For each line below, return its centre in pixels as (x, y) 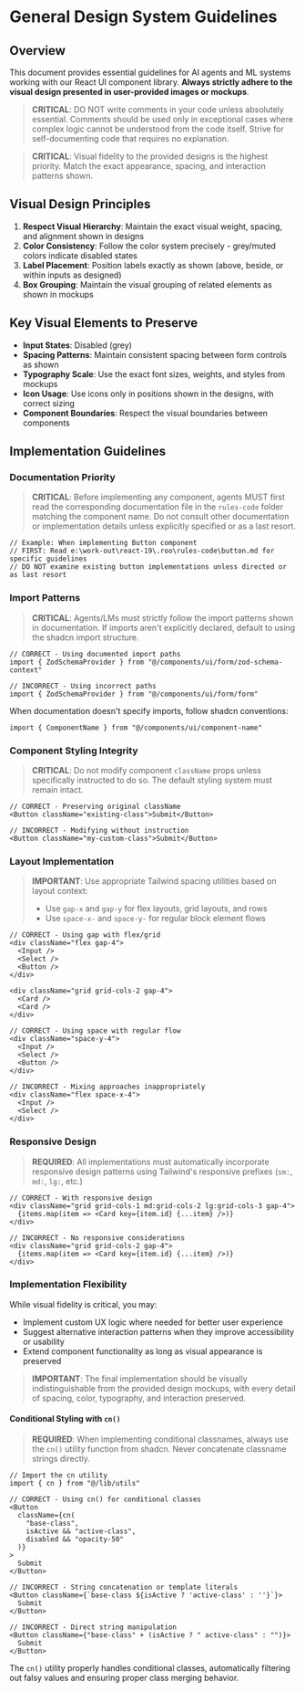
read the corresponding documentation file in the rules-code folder (158, 507)
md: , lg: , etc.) (57, 1181)
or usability (44, 1341)
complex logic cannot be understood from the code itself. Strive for (158, 129)
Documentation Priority (62, 477)
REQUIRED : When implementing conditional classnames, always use (160, 1439)
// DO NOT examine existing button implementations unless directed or (148, 567)
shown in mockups (58, 294)
